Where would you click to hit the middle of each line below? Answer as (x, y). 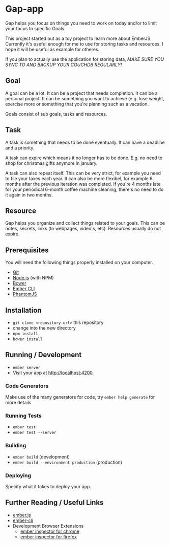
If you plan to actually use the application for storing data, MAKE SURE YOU (85, 59)
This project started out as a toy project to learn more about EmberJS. (78, 38)
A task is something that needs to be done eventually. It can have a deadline (85, 142)
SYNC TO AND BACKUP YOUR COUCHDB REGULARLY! (64, 64)
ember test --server (34, 433)
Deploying (18, 475)
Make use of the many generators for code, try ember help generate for (80, 397)
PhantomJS (25, 294)
